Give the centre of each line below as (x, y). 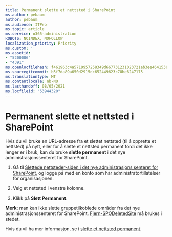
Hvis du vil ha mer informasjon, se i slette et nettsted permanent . (73, 229)
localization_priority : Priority (41, 44)
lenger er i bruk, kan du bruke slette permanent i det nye (66, 152)
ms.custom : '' (20, 48)
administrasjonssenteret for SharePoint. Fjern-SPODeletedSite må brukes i (84, 213)
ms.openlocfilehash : (27, 67)
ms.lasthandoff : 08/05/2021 (35, 86)
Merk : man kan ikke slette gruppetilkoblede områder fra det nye (73, 208)
